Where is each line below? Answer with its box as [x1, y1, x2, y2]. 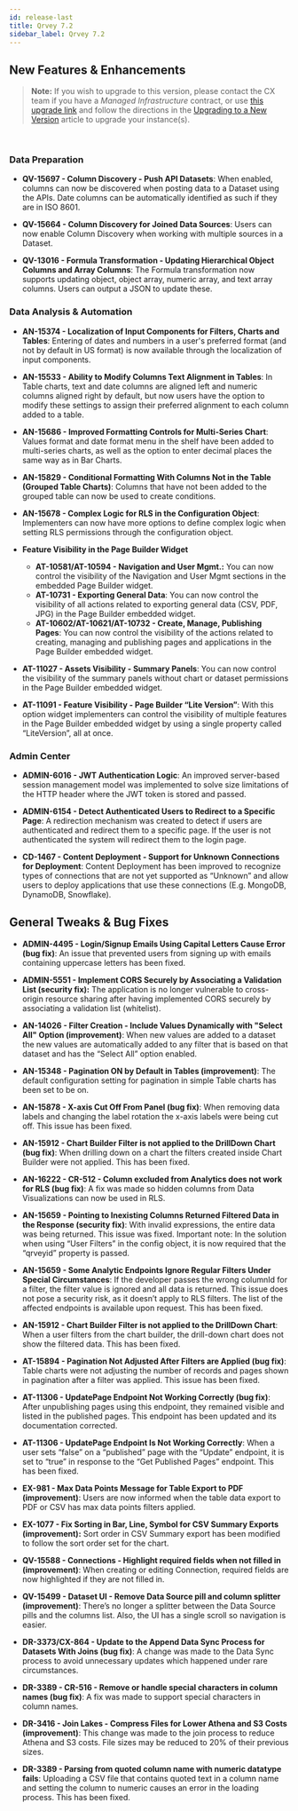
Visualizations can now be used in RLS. [21, 1192, 166, 1203]
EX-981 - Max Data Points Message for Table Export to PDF [21, 1483, 244, 1493]
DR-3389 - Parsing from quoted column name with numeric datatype [21, 1763, 282, 1774]
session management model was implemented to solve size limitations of [21, 779, 289, 790]
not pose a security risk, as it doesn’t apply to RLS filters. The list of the [21, 1293, 284, 1303]
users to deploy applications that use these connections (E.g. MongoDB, [21, 880, 286, 890]
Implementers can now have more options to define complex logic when [21, 517, 286, 528]
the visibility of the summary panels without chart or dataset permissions [21, 672, 289, 684]
